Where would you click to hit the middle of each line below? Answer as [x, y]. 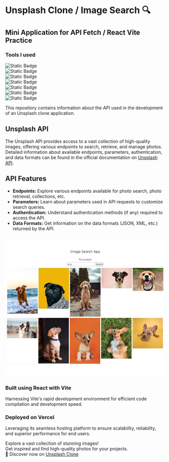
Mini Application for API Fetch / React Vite [73, 32]
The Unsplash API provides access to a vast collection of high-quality [78, 141]
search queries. [29, 207]
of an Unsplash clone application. [40, 113]
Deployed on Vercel [30, 417]
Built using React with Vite [38, 388]
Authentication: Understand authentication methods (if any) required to [88, 212]
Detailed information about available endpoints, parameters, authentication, [84, 152]
